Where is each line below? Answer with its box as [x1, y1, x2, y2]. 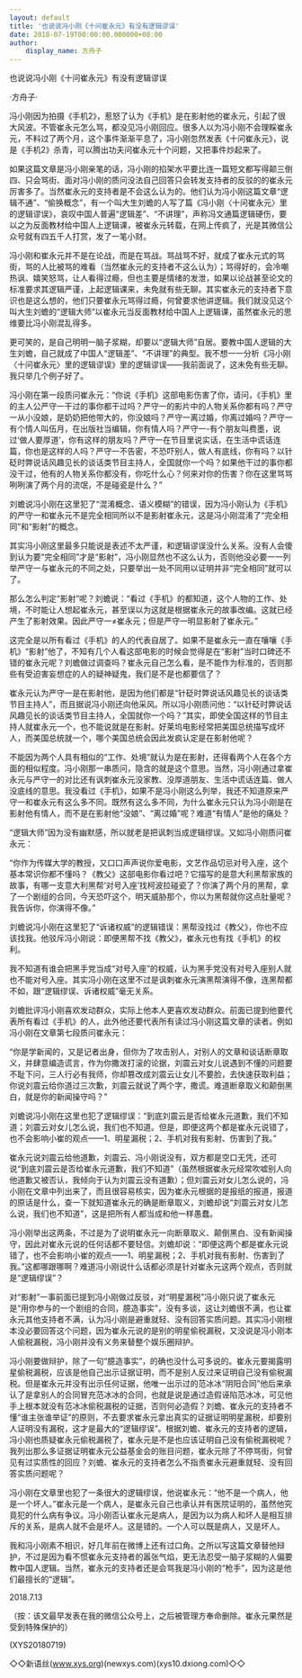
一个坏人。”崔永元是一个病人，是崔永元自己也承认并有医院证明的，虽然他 [16, 1499, 285, 1510]
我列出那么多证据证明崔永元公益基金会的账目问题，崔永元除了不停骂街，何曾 [9, 1446, 293, 1457]
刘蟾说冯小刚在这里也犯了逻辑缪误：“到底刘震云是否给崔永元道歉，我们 [9, 1110, 273, 1121]
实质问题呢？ [16, 1468, 65, 1479]
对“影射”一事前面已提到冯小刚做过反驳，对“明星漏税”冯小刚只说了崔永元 [9, 1292, 276, 1303]
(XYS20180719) [9, 1639, 67, 1651]
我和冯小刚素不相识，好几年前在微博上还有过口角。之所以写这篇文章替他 [9, 1540, 277, 1551]
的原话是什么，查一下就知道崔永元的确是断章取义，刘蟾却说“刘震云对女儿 [9, 1198, 281, 1208]
